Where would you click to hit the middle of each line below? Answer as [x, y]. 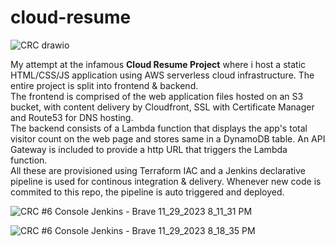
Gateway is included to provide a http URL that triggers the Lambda [149, 149]
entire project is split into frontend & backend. [104, 85]
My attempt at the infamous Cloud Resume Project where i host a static [158, 64]
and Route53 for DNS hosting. [72, 117]
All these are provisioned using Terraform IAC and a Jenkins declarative [158, 170]
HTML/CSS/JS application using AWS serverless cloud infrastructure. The [162, 75]
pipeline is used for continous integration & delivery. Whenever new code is [166, 181]
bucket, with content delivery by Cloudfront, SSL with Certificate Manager [162, 107]
